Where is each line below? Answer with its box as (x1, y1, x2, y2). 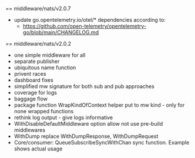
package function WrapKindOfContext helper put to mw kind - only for (14, 102, 185, 108)
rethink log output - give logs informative (14, 114, 113, 121)
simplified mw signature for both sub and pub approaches (14, 83, 155, 90)
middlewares (14, 126, 45, 133)
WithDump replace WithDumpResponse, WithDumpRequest (14, 133, 159, 140)
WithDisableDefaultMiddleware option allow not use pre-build (14, 120, 163, 127)
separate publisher (14, 58, 60, 65)
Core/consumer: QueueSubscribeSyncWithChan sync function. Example (14, 139, 190, 146)
